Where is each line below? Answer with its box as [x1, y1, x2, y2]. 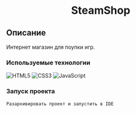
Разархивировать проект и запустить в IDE [6, 100, 114, 107]
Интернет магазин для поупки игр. [6, 43, 95, 50]
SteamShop [71, 4, 131, 17]
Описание [6, 28, 46, 38]
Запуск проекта [6, 87, 55, 96]
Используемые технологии [6, 58, 91, 67]
